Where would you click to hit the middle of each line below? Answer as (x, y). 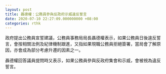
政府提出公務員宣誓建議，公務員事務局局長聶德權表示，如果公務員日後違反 (81, 38)
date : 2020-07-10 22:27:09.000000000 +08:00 (52, 19)
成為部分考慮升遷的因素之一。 (52, 50)
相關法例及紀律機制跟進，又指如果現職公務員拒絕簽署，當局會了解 (89, 44)
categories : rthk (23, 23)
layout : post (19, 10)
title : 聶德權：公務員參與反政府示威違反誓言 (46, 14)
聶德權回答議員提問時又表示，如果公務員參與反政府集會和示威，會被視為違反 (83, 61)
